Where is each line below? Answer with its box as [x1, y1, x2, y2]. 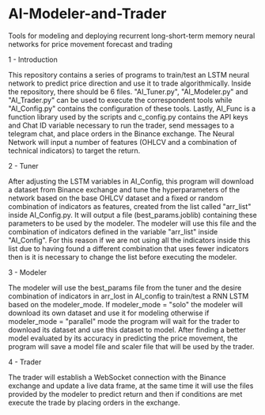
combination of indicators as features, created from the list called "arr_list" [8, 201, 252, 211]
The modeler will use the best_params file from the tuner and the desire [8, 283, 242, 292]
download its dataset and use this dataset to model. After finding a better [8, 325, 247, 334]
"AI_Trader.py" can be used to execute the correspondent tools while [8, 95, 233, 105]
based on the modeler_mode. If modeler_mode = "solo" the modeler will [8, 299, 244, 309]
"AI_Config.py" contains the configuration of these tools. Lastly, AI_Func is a [8, 104, 256, 113]
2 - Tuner [8, 161, 39, 170]
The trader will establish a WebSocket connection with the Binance [8, 372, 227, 382]
